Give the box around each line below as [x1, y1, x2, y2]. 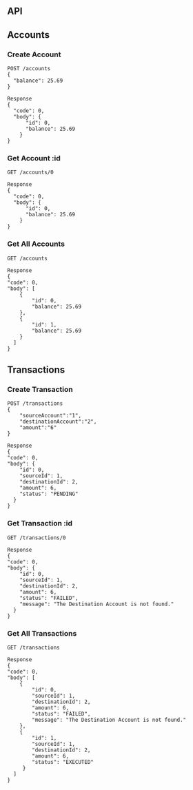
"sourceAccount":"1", [19, 413, 81, 419]
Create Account [7, 50, 61, 59]
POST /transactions [7, 400, 63, 407]
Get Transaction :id [7, 519, 73, 528]
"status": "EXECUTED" [32, 758, 94, 765]
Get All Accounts [7, 239, 65, 249]
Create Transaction [7, 384, 74, 394]
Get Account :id [7, 154, 61, 163]
